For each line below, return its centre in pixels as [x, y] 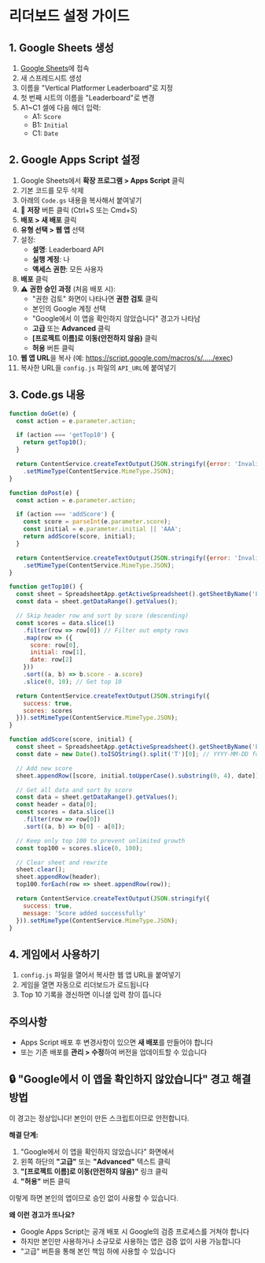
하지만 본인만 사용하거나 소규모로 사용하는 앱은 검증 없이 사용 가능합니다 [131, 1241]
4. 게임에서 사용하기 [55, 954]
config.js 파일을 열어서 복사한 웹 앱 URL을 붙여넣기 [101, 975]
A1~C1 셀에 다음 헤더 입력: [61, 108]
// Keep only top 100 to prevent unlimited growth [101, 840]
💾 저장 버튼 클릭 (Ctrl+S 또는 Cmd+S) [79, 210]
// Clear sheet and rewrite [62, 862]
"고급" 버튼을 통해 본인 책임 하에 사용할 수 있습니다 [98, 1251]
